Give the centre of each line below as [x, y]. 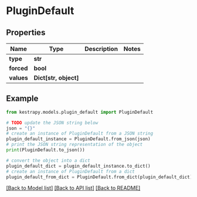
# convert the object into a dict [48, 160]
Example [22, 99]
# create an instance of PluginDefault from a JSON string [80, 134]
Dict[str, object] [56, 78]
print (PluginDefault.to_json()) [45, 150]
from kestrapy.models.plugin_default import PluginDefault [80, 112]
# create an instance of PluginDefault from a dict [70, 171]
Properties [26, 33]
